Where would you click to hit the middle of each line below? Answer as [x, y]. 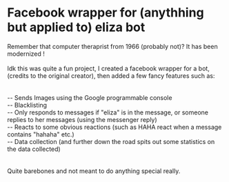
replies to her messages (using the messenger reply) [82, 119]
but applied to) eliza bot [76, 27]
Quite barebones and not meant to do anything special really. [94, 171]
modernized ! [26, 54]
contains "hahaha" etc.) [41, 134]
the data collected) [34, 149]
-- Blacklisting [27, 105]
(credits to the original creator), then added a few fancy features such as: [111, 75]
